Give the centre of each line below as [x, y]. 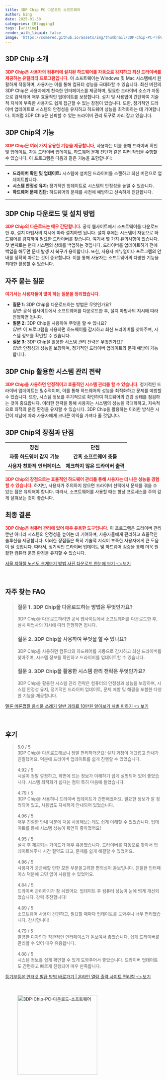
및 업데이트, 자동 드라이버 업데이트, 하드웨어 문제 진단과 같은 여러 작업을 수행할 [81, 152]
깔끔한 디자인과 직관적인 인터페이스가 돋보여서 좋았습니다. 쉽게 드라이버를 [88, 937]
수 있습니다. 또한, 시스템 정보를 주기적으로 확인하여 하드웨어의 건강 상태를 [76, 396]
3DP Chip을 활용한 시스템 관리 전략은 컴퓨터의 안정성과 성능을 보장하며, [87, 683]
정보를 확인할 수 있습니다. [46, 336]
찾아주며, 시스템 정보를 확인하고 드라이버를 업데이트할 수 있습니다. [81, 657]
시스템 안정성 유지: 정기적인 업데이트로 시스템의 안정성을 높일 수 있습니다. [83, 186]
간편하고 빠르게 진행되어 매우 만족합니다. [62, 966]
